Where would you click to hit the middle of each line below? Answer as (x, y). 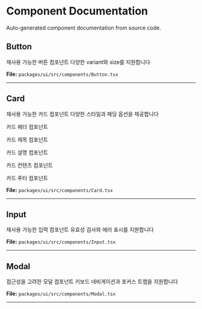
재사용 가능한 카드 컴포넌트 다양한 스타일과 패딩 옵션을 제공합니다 (83, 114)
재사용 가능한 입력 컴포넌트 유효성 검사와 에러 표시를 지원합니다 (80, 229)
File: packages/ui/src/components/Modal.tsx (61, 294)
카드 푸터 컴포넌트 (27, 178)
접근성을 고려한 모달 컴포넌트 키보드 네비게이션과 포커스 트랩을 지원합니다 (92, 282)
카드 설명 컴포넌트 (27, 152)
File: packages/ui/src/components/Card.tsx (60, 190)
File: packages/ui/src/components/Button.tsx (62, 74)
